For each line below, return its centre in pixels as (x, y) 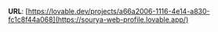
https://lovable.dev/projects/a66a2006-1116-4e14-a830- (119, 11)
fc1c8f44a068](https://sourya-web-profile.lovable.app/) (98, 20)
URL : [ (18, 11)
